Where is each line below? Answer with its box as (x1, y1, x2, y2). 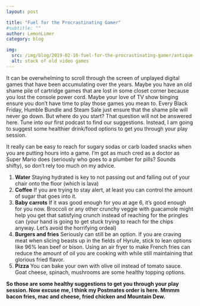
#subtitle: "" (6, 25, 42, 31)
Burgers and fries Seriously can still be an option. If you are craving (14, 230, 182, 237)
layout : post (6, 8, 39, 15)
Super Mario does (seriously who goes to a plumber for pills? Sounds (6, 156, 176, 163)
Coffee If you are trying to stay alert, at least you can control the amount (14, 186, 193, 193)
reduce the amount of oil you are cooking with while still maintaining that (14, 249, 193, 256)
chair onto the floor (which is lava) (14, 180, 99, 187)
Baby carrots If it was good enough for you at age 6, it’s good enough (14, 199, 186, 206)
